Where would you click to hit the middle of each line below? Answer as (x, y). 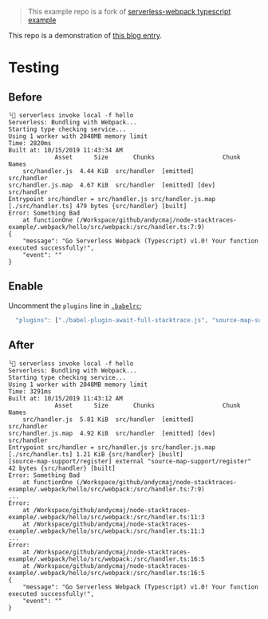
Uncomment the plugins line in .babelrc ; (75, 306)
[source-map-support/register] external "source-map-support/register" (130, 461)
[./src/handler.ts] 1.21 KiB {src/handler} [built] (96, 454)
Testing (34, 68)
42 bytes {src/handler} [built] (62, 468)
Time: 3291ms (30, 391)
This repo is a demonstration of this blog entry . (85, 35)
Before (25, 97)
